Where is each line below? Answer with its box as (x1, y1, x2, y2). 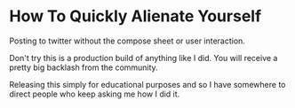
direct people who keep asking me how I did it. (9, 89, 180, 99)
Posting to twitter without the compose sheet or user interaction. (9, 35, 246, 46)
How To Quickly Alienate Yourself (9, 6, 262, 27)
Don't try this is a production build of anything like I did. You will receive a (9, 52, 278, 63)
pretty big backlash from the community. (9, 62, 158, 73)
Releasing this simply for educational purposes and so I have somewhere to (9, 79, 286, 89)
